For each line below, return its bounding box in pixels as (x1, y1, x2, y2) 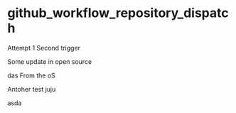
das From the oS (7, 71, 55, 80)
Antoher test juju (7, 85, 56, 93)
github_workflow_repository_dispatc (7, 5, 229, 21)
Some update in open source (7, 57, 92, 65)
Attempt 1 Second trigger (7, 43, 80, 52)
